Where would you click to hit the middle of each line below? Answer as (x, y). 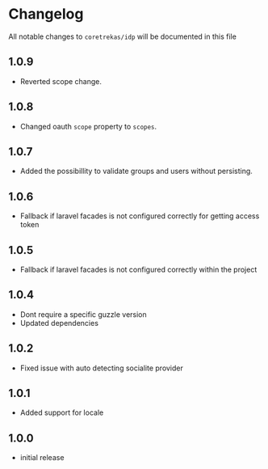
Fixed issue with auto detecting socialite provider (102, 368)
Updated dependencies (59, 323)
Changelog (46, 14)
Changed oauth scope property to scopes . (88, 126)
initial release (42, 458)
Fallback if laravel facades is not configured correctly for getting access (140, 216)
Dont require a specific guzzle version (83, 314)
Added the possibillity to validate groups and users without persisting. (136, 171)
